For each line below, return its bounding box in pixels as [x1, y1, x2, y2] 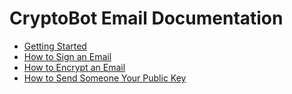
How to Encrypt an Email [23, 61, 126, 73]
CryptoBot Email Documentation [9, 7, 284, 30]
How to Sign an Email [23, 50, 112, 62]
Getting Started [23, 40, 87, 52]
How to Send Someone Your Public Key [23, 72, 187, 84]
